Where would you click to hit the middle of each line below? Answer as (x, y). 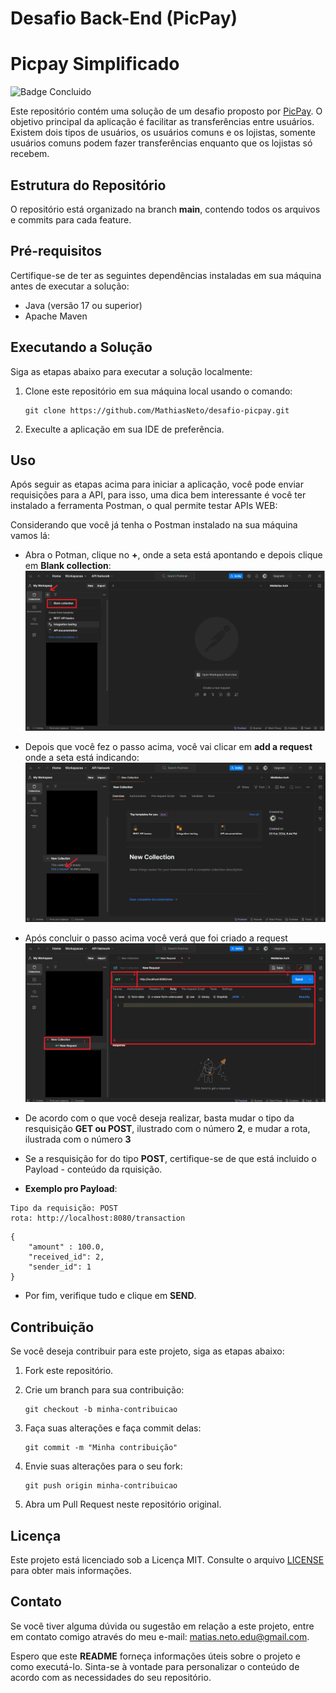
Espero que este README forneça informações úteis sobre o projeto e (155, 1656)
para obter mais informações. (71, 1571)
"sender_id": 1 (60, 1267)
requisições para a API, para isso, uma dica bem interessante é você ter (158, 495)
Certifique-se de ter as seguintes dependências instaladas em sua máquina (166, 275)
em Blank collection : (68, 566)
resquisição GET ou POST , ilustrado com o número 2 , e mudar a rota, (167, 1129)
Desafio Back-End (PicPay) (124, 18)
